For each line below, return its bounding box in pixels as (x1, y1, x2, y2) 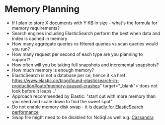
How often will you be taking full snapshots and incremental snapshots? (11, 62, 159, 68)
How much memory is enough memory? (11, 67, 94, 73)
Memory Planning (4, 3, 80, 15)
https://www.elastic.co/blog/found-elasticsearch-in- (11, 78, 119, 83)
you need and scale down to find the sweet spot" (11, 98, 113, 104)
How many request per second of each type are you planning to (11, 51, 143, 57)
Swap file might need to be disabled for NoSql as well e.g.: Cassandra (11, 114, 154, 120)
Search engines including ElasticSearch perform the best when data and (11, 30, 161, 36)
